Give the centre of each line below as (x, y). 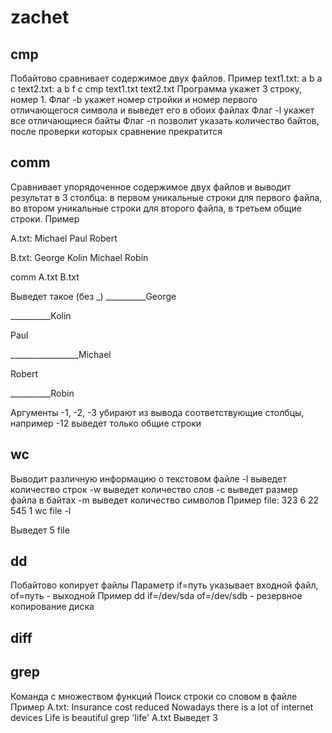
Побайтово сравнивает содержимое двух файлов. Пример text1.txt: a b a (166, 78)
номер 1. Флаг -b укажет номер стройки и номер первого (134, 99)
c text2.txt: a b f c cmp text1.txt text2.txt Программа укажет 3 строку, (156, 89)
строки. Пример (45, 218)
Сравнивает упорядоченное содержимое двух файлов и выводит (151, 187)
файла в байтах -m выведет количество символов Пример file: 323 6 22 (165, 500)
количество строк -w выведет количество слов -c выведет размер (154, 489)
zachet (40, 17)
